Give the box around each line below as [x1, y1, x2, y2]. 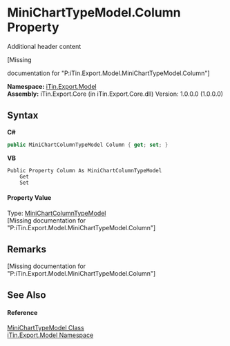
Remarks [7, 243, 47, 256]
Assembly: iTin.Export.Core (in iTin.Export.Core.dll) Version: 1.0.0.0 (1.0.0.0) [7, 90, 223, 98]
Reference [7, 308, 38, 316]
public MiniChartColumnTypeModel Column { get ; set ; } [7, 141, 169, 148]
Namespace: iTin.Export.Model [7, 82, 97, 90]
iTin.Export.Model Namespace [7, 331, 94, 339]
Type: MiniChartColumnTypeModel [7, 209, 106, 217]
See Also [7, 289, 46, 301]
